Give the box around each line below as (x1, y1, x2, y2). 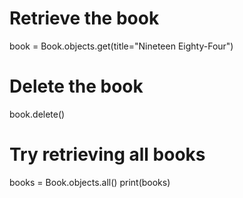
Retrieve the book (9, 7, 160, 30)
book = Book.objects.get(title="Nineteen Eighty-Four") (9, 40, 234, 52)
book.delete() (9, 108, 66, 120)
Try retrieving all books (9, 143, 206, 166)
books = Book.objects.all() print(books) (9, 176, 171, 188)
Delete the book (9, 75, 144, 98)
